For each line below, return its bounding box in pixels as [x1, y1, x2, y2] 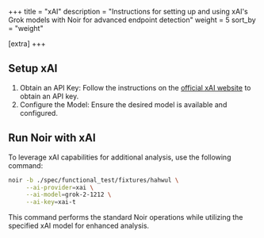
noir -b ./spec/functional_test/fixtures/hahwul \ [8, 176, 179, 184]
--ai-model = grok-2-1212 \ [25, 190, 112, 199]
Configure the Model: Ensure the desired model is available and [19, 99, 228, 109]
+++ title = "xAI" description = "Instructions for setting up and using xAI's [8, 7, 248, 16]
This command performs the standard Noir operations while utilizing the [8, 213, 243, 222]
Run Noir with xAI [8, 131, 97, 145]
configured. [19, 108, 58, 117]
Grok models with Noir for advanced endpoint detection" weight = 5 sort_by [8, 15, 256, 25]
